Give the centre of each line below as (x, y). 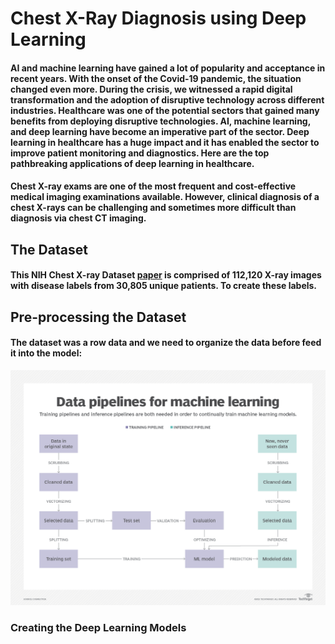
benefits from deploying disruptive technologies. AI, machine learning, (160, 121)
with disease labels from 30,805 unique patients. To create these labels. (164, 286)
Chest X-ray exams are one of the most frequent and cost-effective (153, 186)
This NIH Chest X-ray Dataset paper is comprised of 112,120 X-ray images (166, 275)
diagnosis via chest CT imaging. (78, 218)
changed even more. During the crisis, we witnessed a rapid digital (151, 89)
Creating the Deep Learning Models (98, 628)
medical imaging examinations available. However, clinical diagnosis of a (165, 197)
